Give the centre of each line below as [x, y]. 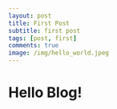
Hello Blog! [45, 93]
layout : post [30, 16]
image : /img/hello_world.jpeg [59, 53]
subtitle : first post [44, 30]
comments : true [34, 46]
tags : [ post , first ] [43, 38]
